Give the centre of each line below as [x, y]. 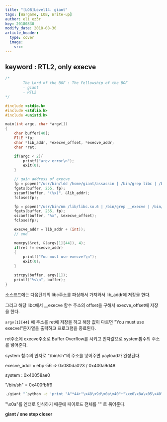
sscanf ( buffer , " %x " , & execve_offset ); [55, 216]
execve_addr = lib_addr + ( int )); [50, 229]
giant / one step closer [29, 414]
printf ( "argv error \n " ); [49, 161]
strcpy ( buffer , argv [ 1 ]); [41, 275]
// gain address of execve [42, 179]
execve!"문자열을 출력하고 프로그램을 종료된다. [51, 328]
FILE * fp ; [24, 138]
